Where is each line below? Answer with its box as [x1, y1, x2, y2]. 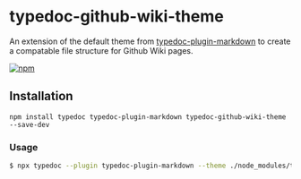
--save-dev [9, 120, 50, 129]
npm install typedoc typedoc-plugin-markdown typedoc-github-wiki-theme [9, 112, 287, 122]
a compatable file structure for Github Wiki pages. [9, 45, 193, 55]
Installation [9, 89, 73, 104]
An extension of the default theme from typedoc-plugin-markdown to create [9, 36, 291, 47]
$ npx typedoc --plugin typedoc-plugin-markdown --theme [9, 161, 227, 171]
